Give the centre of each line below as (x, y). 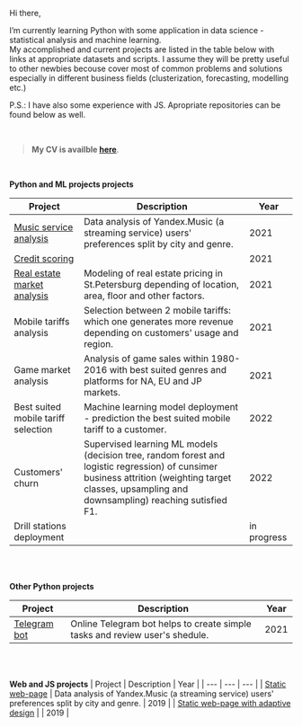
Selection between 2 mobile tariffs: (157, 310)
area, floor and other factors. (144, 296)
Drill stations (40, 526)
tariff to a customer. (125, 429)
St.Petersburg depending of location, (162, 284)
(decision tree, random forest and (155, 455)
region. (99, 344)
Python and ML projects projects (71, 184)
